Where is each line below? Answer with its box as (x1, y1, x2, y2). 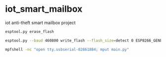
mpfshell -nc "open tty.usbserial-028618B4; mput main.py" (5, 47, 129, 52)
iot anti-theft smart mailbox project (5, 20, 76, 26)
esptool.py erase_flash (5, 29, 54, 34)
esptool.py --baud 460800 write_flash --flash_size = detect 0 (5, 38, 134, 43)
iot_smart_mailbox (5, 3, 83, 15)
